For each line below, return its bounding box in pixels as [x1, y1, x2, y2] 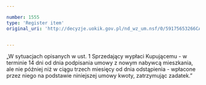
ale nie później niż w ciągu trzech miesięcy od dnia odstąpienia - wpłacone [6, 66, 196, 73]
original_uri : [6, 25, 43, 32]
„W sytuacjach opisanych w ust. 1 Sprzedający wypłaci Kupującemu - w [6, 53, 188, 60]
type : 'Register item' [6, 19, 64, 26]
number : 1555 [6, 14, 40, 20]
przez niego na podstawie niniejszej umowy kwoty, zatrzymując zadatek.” [6, 72, 193, 80]
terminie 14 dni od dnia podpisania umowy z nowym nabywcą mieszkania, [6, 59, 193, 67]
